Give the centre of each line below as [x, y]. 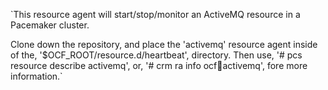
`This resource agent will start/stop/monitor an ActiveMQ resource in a [155, 14]
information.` [36, 76]
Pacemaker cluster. [50, 25]
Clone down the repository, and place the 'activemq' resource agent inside [164, 44]
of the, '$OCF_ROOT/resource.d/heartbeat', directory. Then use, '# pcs [156, 55]
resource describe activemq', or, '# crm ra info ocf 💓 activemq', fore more [159, 65]
